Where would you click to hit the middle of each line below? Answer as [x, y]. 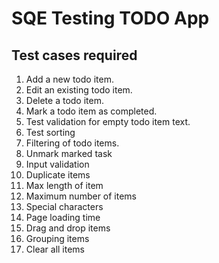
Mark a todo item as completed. [91, 111]
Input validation [57, 164]
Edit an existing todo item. [79, 90]
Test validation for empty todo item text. [108, 121]
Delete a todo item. [64, 100]
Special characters [64, 206]
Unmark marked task [69, 153]
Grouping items [57, 238]
